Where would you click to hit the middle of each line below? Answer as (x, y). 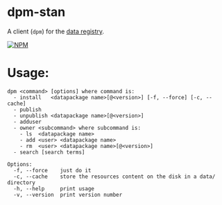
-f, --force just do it (52, 170)
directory (22, 182)
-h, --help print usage (54, 188)
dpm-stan (36, 12)
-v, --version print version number (68, 195)
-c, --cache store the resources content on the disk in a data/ (114, 177)
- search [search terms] (49, 152)
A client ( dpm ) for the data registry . (56, 31)
